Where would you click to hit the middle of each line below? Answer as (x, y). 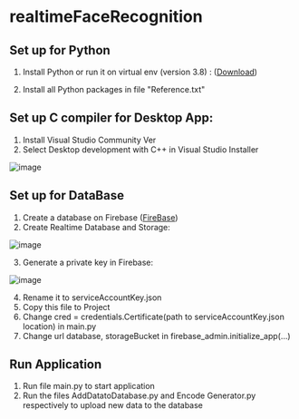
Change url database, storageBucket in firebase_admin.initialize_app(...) (157, 336)
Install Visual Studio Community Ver (89, 140)
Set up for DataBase (67, 195)
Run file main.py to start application (89, 386)
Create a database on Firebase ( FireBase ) (100, 217)
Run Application (56, 365)
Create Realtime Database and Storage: (96, 227)
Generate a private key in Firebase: (88, 262)
